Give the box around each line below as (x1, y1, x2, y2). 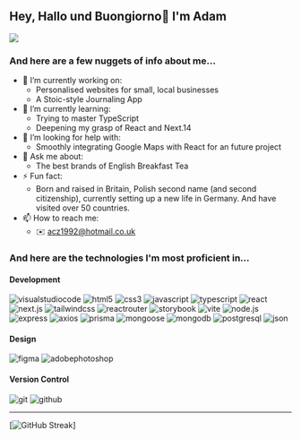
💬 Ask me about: (21, 151, 83, 162)
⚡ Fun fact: (21, 171, 63, 182)
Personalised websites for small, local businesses (35, 84, 219, 95)
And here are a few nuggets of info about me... (9, 55, 217, 67)
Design (9, 333, 37, 344)
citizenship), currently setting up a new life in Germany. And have (35, 194, 277, 204)
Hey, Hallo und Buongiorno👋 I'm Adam (9, 9, 227, 24)
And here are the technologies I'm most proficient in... (9, 252, 250, 264)
